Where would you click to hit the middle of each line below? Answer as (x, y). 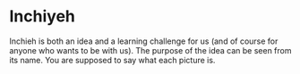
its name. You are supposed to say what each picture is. (112, 60)
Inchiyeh (43, 16)
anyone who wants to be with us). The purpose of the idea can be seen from (150, 50)
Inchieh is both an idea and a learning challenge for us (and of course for (144, 41)
